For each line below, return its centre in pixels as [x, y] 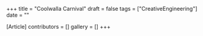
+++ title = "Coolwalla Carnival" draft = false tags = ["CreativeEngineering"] [102, 9]
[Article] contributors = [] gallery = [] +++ [59, 27]
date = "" [18, 15]
